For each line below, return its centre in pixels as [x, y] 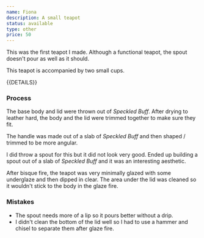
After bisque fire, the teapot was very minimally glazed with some [89, 173]
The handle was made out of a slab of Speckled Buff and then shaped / [96, 136]
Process [19, 99]
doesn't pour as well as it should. [48, 59]
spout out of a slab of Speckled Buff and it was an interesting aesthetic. [96, 161]
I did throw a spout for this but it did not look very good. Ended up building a [102, 155]
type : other [21, 29]
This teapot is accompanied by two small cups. [66, 70]
